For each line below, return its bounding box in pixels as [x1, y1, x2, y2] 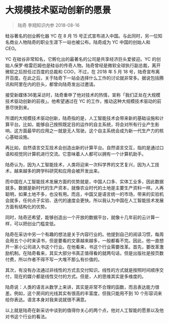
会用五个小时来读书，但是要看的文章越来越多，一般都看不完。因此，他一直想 [5, 237, 164, 244]
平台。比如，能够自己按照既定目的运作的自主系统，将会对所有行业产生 [9, 121, 155, 127]
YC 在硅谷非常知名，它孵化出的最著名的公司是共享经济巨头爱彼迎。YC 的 [5, 56, 157, 62]
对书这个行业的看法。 [5, 313, 49, 319]
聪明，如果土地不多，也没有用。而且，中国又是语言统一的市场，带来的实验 [5, 191, 159, 197]
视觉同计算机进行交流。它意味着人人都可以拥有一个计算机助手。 [14, 151, 146, 157]
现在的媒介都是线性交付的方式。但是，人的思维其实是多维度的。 [14, 273, 146, 279]
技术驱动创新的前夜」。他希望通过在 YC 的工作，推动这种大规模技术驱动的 [5, 98, 157, 104]
